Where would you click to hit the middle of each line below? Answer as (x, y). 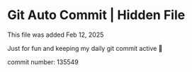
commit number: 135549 (43, 62)
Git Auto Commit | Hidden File (96, 15)
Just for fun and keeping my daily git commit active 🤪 (85, 48)
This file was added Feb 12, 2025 (56, 35)
